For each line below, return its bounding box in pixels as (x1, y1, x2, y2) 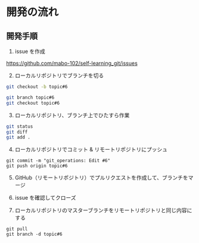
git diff (6, 129, 28, 135)
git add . (6, 134, 31, 140)
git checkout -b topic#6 (6, 84, 68, 90)
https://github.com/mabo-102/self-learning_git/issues (6, 60, 138, 67)
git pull (6, 226, 28, 232)
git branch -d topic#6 (6, 231, 63, 238)
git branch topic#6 (6, 94, 55, 100)
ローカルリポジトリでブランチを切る (14, 72, 104, 79)
